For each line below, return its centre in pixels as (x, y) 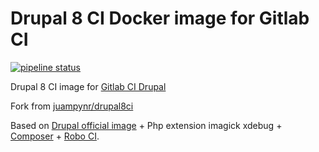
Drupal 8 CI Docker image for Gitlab (160, 18)
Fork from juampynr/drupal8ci (72, 106)
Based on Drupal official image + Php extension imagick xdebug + (146, 125)
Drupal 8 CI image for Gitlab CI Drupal (88, 86)
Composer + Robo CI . (55, 136)
